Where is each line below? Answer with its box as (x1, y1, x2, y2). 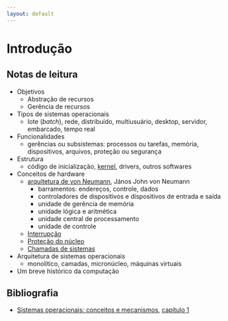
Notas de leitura (6, 68, 78, 81)
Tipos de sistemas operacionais (16, 110, 110, 118)
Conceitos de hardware (16, 170, 85, 178)
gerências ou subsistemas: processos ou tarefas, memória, (27, 139, 199, 148)
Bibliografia (6, 287, 59, 299)
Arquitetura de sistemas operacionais (16, 251, 126, 260)
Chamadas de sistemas (27, 244, 96, 253)
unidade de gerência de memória (37, 199, 134, 208)
